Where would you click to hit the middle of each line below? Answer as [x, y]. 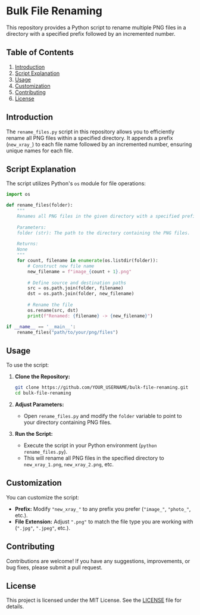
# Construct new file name [61, 266]
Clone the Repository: [42, 377]
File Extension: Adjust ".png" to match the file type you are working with [104, 522]
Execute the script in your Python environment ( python [90, 445]
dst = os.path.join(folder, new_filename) [81, 294]
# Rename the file [50, 305]
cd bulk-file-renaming [43, 393]
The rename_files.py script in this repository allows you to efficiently [90, 132]
